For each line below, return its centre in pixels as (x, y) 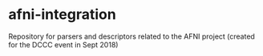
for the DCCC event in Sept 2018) (63, 44)
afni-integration (62, 15)
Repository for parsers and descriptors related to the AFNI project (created (131, 36)
